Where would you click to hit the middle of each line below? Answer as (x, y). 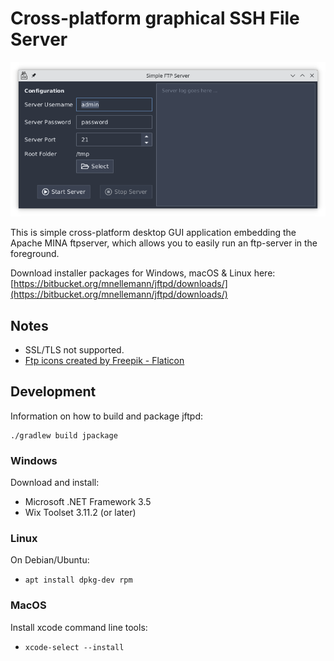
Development (53, 392)
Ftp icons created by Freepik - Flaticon (104, 360)
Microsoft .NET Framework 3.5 (88, 502)
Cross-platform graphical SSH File (155, 18)
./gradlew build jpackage (64, 435)
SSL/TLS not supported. (74, 349)
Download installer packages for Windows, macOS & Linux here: (143, 273)
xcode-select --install (74, 647)
